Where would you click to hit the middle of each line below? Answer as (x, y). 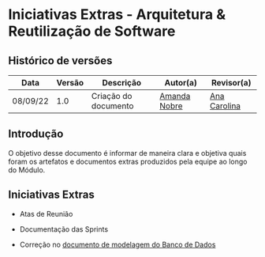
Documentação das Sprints (64, 229)
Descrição (122, 83)
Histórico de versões (60, 60)
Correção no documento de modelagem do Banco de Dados (118, 244)
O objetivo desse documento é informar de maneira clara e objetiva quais (127, 153)
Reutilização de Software (92, 31)
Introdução (36, 134)
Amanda (175, 96)
